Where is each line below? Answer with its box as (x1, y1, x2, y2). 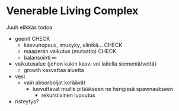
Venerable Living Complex (6, 4, 139, 18)
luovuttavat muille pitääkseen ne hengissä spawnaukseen (32, 85, 174, 92)
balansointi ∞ (23, 54, 57, 61)
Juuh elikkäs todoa (6, 24, 53, 31)
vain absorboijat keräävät (23, 79, 86, 86)
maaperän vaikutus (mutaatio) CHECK (23, 47, 117, 54)
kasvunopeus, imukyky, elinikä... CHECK (23, 41, 123, 48)
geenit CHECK (14, 35, 50, 42)
